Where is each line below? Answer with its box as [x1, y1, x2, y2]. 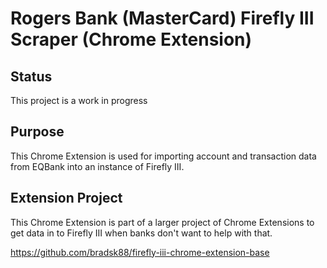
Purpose [10, 123, 65, 141]
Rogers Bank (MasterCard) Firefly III [10, 7, 315, 30]
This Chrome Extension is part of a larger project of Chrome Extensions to [10, 216, 315, 228]
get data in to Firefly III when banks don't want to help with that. [10, 227, 273, 239]
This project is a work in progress [10, 95, 148, 106]
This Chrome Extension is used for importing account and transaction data [10, 150, 317, 162]
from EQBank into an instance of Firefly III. [10, 160, 185, 172]
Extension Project [10, 190, 123, 207]
